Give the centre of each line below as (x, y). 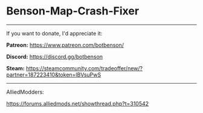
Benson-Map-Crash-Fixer (73, 11)
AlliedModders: (25, 92)
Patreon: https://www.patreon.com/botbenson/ (65, 45)
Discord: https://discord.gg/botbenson (55, 56)
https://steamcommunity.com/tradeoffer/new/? (85, 68)
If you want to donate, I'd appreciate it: (54, 33)
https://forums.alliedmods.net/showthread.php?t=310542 (78, 103)
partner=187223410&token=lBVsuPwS (54, 75)
